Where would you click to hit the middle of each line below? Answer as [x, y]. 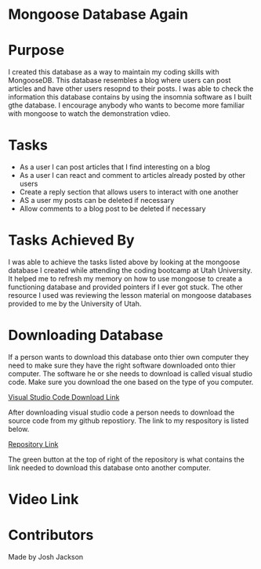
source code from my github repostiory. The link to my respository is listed [129, 420]
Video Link [43, 500]
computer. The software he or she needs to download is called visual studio [130, 373]
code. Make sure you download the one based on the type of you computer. [131, 382]
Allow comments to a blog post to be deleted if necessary [112, 208]
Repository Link [33, 444]
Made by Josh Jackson [46, 557]
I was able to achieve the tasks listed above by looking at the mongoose [124, 262]
